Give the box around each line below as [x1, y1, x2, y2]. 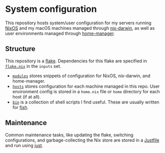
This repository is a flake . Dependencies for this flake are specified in [5, 58, 148, 64]
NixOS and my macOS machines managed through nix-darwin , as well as [5, 25, 155, 31]
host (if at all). [12, 94, 41, 100]
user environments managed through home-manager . [5, 30, 115, 36]
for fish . [12, 104, 29, 110]
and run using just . [5, 142, 43, 148]
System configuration [5, 3, 97, 15]
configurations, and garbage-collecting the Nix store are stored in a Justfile [5, 137, 160, 143]
